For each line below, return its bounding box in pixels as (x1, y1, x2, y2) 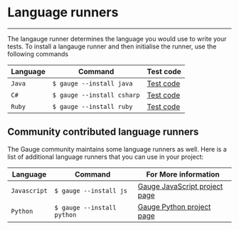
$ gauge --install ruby (52, 103, 133, 110)
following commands (7, 49, 69, 58)
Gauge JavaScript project (137, 181, 223, 191)
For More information (146, 169, 221, 179)
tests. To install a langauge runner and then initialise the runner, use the (7, 42, 217, 51)
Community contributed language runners (7, 126, 199, 138)
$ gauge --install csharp (52, 90, 140, 99)
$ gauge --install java (52, 79, 133, 88)
